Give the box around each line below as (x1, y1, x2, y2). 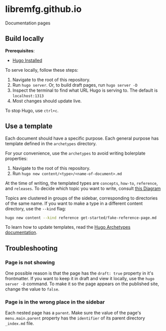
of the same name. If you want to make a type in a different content (5, 200, 143, 206)
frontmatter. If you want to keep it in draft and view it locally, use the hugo (5, 276, 155, 282)
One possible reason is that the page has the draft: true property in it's (5, 270, 154, 276)
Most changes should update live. (12, 98, 82, 104)
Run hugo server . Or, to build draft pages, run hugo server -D (12, 82, 138, 88)
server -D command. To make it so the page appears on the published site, (5, 281, 159, 287)
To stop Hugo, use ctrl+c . (5, 107, 59, 113)
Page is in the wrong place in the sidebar (5, 299, 105, 306)
